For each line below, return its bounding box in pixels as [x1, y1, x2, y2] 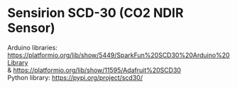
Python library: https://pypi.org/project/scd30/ [7, 73, 143, 82]
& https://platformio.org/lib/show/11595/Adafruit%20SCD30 [7, 66, 182, 74]
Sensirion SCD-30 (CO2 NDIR [7, 5, 184, 21]
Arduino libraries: [7, 43, 58, 52]
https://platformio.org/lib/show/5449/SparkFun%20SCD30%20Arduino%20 [7, 51, 231, 59]
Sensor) [7, 20, 55, 36]
